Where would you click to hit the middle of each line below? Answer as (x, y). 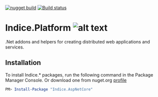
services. (15, 47)
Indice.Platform (38, 28)
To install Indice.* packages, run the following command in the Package (79, 74)
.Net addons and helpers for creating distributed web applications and (78, 41)
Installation (23, 63)
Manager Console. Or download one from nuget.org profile (66, 80)
